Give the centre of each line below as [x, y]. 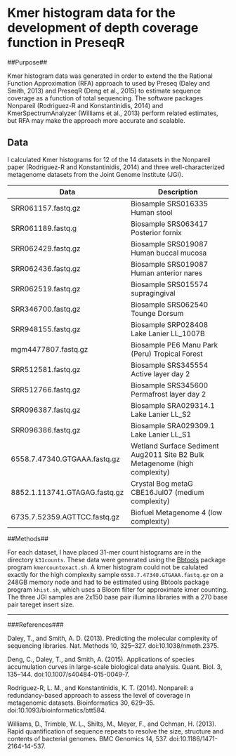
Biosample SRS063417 [170, 224]
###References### [36, 624]
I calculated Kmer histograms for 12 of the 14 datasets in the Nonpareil [109, 159]
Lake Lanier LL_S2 [161, 414]
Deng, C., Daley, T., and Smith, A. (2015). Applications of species [101, 659]
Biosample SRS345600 [170, 385]
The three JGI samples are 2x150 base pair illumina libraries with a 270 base [118, 597]
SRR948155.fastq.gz [46, 329]
